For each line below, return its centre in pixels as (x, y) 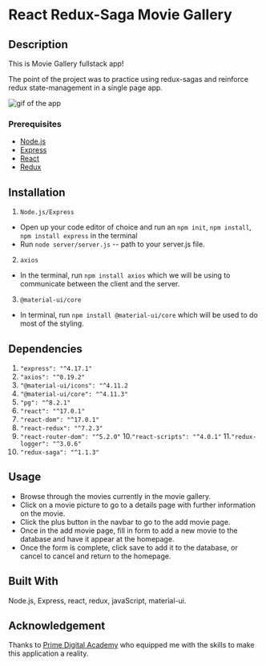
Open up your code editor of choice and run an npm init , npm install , (136, 227)
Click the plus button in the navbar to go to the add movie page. (125, 522)
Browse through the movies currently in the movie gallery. (115, 496)
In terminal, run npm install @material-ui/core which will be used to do (139, 315)
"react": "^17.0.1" (52, 411)
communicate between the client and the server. (100, 284)
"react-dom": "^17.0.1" (60, 420)
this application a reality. (48, 654)
